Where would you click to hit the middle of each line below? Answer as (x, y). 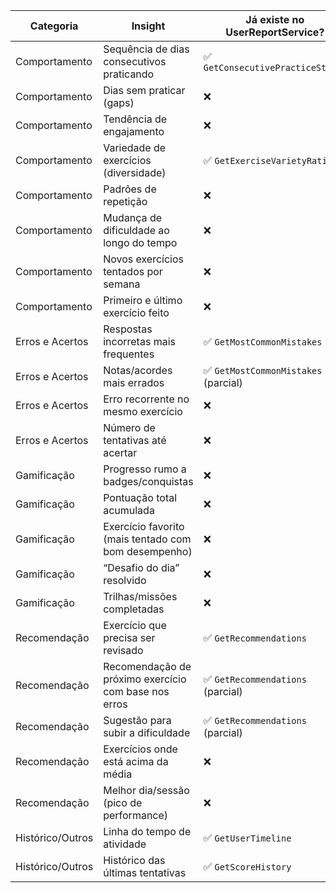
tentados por (133, 271)
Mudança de (133, 217)
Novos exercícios (144, 259)
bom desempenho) (148, 551)
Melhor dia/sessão (146, 790)
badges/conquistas (148, 481)
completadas (134, 609)
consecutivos (135, 61)
